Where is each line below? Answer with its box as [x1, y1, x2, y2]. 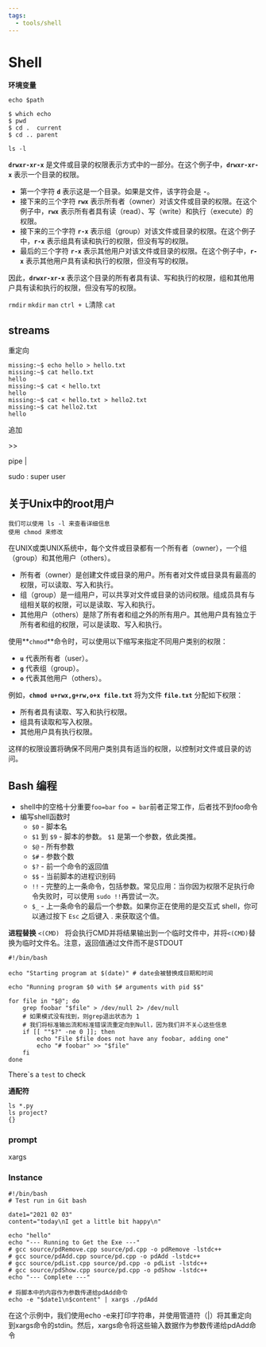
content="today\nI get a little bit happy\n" [8, 1217, 161, 1226]
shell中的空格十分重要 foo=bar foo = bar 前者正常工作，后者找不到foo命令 [19, 802, 258, 811]
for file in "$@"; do [8, 997, 80, 1005]
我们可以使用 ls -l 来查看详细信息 [8, 520, 110, 528]
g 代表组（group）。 [19, 664, 83, 673]
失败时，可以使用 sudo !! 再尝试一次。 [38, 891, 164, 900]
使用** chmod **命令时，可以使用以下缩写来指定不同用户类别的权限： [8, 637, 228, 646]
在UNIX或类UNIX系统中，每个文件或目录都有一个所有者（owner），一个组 [8, 544, 248, 553]
